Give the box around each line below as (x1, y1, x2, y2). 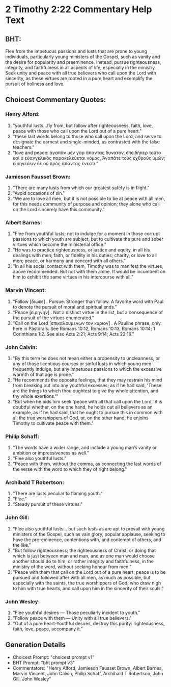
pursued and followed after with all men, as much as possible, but (12, 574, 151, 580)
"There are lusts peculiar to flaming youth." (12, 491, 103, 497)
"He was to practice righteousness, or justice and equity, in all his (12, 247, 150, 253)
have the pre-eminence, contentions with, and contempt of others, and (12, 537, 161, 543)
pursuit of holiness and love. (5, 81, 65, 87)
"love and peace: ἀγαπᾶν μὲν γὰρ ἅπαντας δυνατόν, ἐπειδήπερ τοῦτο (12, 149, 161, 156)
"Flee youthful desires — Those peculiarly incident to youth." (12, 609, 140, 616)
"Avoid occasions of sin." (12, 190, 65, 196)
